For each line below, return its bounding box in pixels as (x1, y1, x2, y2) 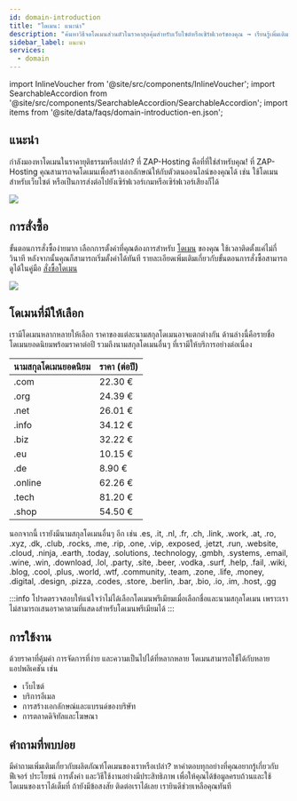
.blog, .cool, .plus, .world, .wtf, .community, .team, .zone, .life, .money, (9, 567, 264, 577)
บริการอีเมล (21, 691, 56, 702)
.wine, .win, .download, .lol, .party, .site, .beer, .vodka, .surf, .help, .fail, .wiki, (9, 557, 287, 568)
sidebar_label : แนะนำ (9, 37, 86, 47)
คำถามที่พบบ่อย (9, 737, 75, 752)
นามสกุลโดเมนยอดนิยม (13, 361, 91, 373)
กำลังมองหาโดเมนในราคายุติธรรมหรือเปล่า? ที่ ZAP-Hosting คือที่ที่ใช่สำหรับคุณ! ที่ (9, 156, 255, 167)
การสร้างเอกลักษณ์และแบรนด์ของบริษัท (21, 701, 136, 711)
